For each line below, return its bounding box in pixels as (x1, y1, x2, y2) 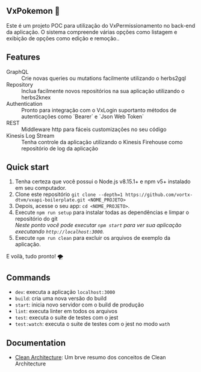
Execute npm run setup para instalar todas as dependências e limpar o (14, 209, 190, 216)
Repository (6, 81, 33, 88)
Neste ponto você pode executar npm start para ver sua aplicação (14, 222, 182, 229)
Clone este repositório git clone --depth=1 (14, 191, 123, 198)
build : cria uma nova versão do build (14, 295, 107, 302)
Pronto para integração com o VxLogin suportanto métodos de (21, 106, 177, 114)
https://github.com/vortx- (125, 192, 193, 198)
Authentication (6, 100, 43, 107)
